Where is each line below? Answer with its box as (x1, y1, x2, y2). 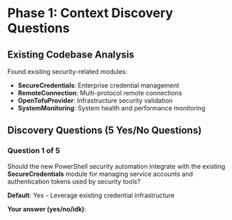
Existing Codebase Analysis (7, 48, 135, 61)
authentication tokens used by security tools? (7, 177, 141, 186)
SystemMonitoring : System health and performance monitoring (17, 104, 206, 112)
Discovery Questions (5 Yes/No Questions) (7, 125, 202, 137)
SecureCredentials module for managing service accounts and (7, 169, 194, 178)
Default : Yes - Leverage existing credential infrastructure (7, 191, 175, 199)
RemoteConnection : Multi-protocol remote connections (17, 89, 183, 97)
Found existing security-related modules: (7, 68, 128, 75)
